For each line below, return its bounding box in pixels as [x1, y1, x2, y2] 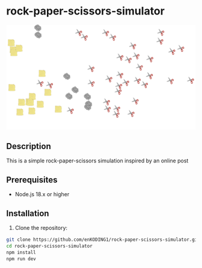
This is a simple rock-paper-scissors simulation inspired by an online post [6, 157, 189, 164]
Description [6, 141, 51, 152]
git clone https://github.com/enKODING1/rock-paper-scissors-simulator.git [6, 237, 200, 243]
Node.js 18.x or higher [14, 191, 70, 198]
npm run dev [6, 255, 36, 262]
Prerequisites [6, 174, 58, 185]
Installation [6, 208, 49, 219]
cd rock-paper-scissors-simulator [6, 243, 93, 249]
